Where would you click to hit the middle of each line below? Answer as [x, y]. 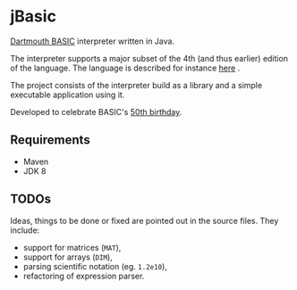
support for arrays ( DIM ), [68, 257]
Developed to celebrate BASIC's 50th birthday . [96, 112]
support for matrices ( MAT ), [72, 247]
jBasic [34, 17]
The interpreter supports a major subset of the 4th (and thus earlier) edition [149, 58]
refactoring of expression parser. [84, 276]
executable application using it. [68, 95]
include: [25, 230]
